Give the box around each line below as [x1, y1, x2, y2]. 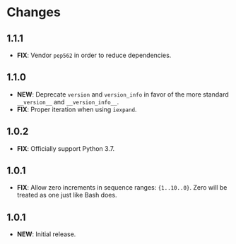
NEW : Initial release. [16, 230, 76, 238]
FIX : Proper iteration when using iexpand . [16, 105, 137, 114]
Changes [6, 4, 61, 20]
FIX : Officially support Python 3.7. [16, 144, 115, 152]
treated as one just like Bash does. [16, 191, 117, 200]
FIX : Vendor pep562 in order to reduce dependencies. [16, 51, 172, 59]
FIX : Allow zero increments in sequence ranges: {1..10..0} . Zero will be [16, 183, 228, 192]
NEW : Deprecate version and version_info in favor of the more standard [16, 90, 229, 99]
